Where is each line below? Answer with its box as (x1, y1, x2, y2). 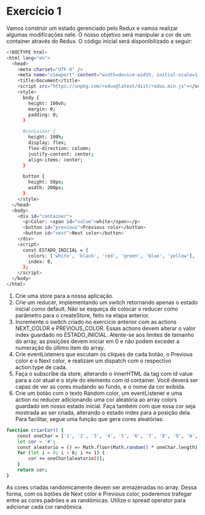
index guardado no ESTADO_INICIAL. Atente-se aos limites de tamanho (15, 331, 194, 338)
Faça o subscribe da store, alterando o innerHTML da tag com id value (15, 370, 193, 377)
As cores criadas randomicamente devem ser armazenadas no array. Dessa (6, 483, 197, 491)
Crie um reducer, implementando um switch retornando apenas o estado (15, 298, 198, 306)
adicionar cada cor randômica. (6, 503, 84, 510)
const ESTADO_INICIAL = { (22, 247, 88, 253)
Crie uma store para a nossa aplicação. (15, 292, 114, 300)
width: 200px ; (28, 185, 64, 191)
